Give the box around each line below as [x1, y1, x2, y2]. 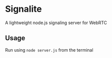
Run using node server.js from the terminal [5, 47, 93, 53]
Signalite [5, 3, 42, 15]
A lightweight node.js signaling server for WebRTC [5, 20, 107, 26]
